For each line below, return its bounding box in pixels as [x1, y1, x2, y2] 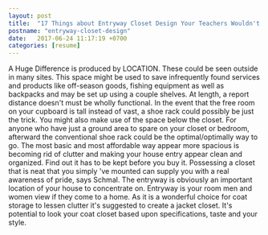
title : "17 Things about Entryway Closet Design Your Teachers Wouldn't [8, 19, 261, 27]
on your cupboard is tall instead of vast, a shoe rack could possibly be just [8, 106, 254, 117]
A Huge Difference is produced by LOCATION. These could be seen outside [8, 64, 258, 73]
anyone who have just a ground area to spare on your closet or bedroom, [8, 124, 250, 134]
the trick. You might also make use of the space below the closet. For [8, 115, 237, 125]
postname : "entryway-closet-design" [8, 27, 131, 35]
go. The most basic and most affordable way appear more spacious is [8, 141, 239, 150]
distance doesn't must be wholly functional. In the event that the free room [8, 98, 255, 108]
